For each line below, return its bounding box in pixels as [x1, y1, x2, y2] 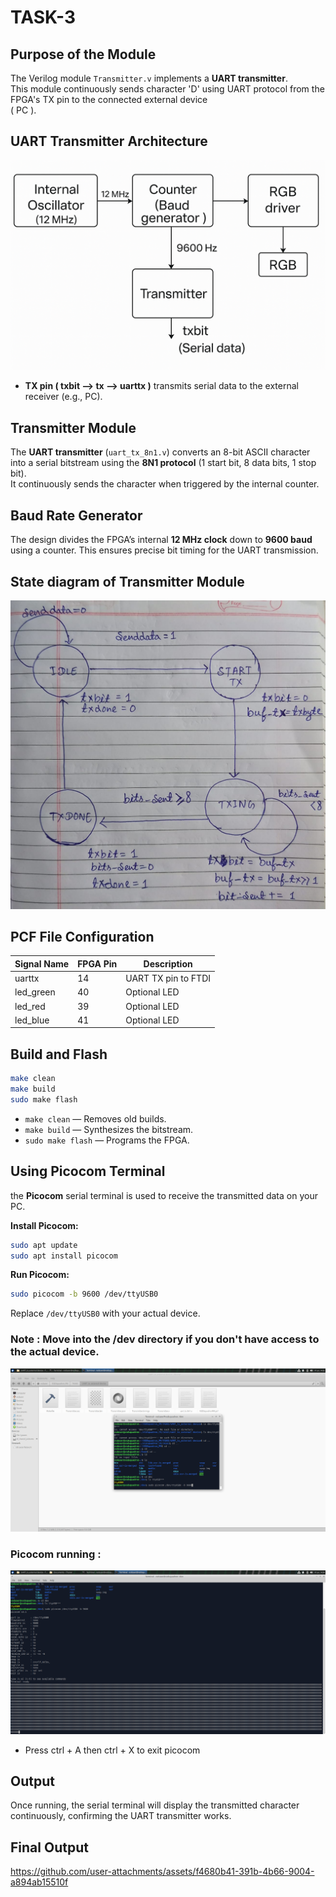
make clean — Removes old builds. [24, 1112, 167, 1125]
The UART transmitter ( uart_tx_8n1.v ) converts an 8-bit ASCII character [10, 446, 311, 458]
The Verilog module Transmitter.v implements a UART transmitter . [10, 72, 288, 84]
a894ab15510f [10, 1876, 69, 1888]
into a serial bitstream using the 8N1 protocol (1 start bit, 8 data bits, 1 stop [10, 457, 317, 469]
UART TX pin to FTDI [125, 972, 211, 985]
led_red [14, 1000, 46, 1012]
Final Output [10, 1839, 89, 1856]
